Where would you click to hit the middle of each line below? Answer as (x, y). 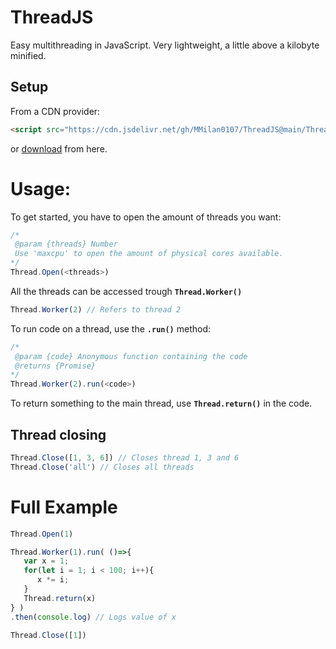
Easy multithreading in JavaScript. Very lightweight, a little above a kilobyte (165, 45)
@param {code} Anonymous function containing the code (131, 356)
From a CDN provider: (55, 111)
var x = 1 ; (46, 561)
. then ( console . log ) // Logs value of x (93, 617)
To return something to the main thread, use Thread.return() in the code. (161, 403)
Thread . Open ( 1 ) (42, 534)
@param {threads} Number (66, 244)
